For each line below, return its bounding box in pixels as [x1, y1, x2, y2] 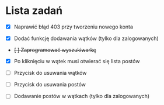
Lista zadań [5, 4, 63, 17]
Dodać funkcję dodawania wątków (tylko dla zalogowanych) [13, 35, 159, 42]
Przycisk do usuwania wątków [13, 70, 87, 77]
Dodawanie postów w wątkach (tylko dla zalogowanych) [13, 93, 150, 100]
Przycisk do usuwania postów [13, 81, 86, 88]
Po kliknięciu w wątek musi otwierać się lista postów [13, 58, 140, 65]
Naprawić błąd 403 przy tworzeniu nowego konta [13, 23, 134, 30]
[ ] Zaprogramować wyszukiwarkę [13, 46, 97, 53]
